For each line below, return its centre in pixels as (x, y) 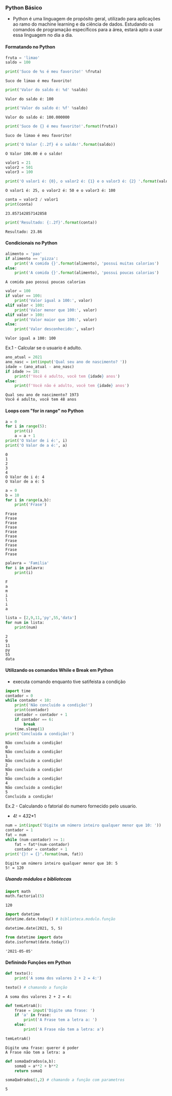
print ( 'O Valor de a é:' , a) (36, 445)
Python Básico (24, 8)
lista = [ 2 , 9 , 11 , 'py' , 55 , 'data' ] (41, 618)
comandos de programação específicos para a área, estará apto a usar (88, 30)
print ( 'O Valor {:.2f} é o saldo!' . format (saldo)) (60, 144)
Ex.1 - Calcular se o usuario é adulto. (44, 348)
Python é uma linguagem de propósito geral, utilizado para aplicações (87, 19)
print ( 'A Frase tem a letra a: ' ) (60, 1020)
